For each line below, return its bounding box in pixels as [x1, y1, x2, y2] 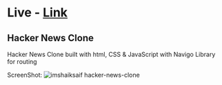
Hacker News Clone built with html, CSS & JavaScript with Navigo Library [7, 50, 216, 58]
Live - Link [7, 5, 68, 21]
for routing [7, 58, 37, 66]
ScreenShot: [7, 71, 43, 79]
